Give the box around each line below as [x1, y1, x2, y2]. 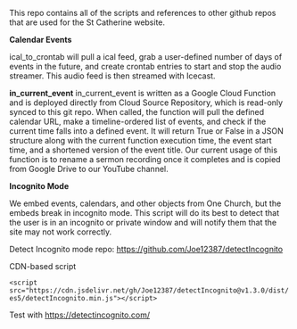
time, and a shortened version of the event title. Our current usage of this [9, 144, 278, 155]
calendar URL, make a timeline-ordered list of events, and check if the [9, 116, 267, 127]
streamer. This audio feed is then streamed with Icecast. [9, 70, 216, 81]
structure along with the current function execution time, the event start [9, 136, 272, 145]
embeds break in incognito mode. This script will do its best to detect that [9, 208, 280, 218]
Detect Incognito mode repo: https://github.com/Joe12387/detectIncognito [9, 244, 284, 254]
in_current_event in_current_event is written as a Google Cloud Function [9, 88, 276, 98]
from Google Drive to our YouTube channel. [9, 164, 169, 174]
